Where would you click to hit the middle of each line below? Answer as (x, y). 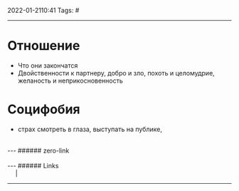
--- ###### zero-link (38, 150)
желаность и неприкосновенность (70, 81)
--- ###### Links (33, 165)
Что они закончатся (48, 65)
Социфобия (44, 109)
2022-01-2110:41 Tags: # (43, 10)
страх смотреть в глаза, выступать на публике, (90, 129)
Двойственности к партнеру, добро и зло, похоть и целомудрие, (116, 73)
